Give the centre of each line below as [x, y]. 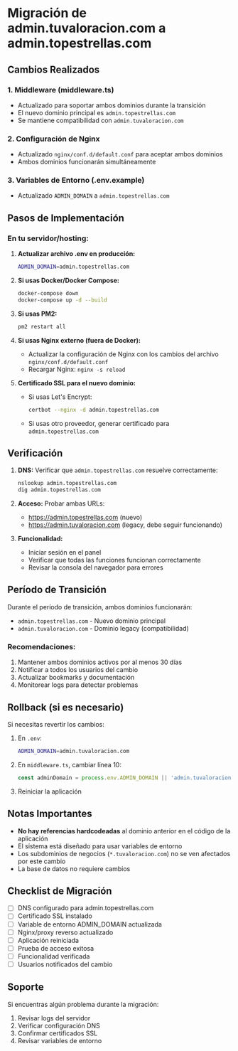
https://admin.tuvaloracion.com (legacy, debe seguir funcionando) [125, 525]
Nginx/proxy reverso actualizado [65, 932]
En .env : [30, 738]
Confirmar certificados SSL [58, 1033]
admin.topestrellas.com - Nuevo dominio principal [91, 621]
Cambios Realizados [54, 69]
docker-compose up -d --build [63, 300]
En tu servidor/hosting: [48, 238]
